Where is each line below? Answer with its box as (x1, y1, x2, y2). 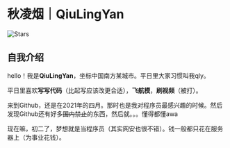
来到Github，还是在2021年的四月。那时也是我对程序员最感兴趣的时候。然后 (7, 101, 223, 109)
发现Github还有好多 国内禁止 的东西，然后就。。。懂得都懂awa (7, 109, 179, 118)
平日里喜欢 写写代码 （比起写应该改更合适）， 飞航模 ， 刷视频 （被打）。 (7, 86, 202, 94)
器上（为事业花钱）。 (7, 133, 65, 141)
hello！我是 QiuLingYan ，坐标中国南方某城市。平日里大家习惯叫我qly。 (7, 71, 210, 80)
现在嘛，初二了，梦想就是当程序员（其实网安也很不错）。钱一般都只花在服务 (7, 124, 224, 133)
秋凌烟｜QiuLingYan (7, 6, 124, 22)
